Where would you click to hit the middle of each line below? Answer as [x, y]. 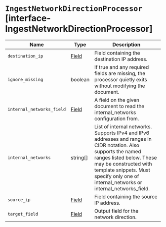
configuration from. [117, 118]
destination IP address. [121, 59]
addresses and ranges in [123, 139]
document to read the [120, 106]
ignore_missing [25, 79]
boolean [80, 79]
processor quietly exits [121, 79]
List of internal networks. [123, 126]
